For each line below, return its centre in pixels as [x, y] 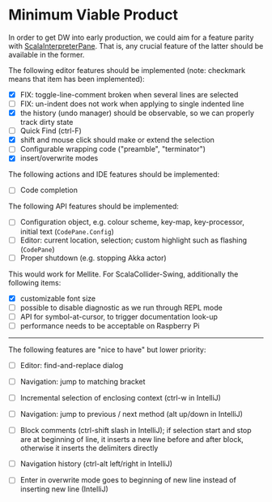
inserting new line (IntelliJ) [64, 489]
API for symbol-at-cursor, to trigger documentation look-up [119, 316]
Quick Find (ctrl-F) [51, 131]
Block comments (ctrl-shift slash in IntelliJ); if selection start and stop [136, 431]
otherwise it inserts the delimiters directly [89, 448]
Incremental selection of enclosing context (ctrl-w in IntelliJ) [120, 398]
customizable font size [58, 298]
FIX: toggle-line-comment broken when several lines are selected [129, 94]
